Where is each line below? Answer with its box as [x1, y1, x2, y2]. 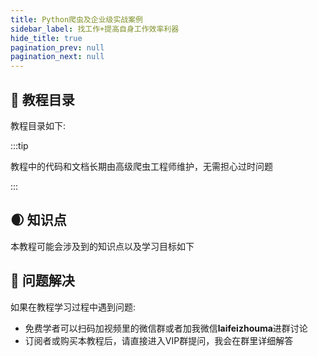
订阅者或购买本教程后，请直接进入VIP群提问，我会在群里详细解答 [24, 334, 294, 346]
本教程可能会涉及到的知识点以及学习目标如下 [10, 240, 195, 252]
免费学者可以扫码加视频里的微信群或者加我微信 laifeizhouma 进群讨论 [24, 322, 308, 334]
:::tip [10, 139, 29, 151]
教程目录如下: [10, 119, 67, 131]
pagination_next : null [10, 52, 105, 62]
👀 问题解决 [10, 272, 75, 290]
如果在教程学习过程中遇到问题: [10, 301, 137, 313]
